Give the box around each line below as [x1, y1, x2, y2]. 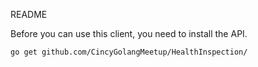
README [10, 9, 48, 20]
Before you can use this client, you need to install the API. [10, 28, 248, 39]
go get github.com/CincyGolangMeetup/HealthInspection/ [10, 47, 248, 57]
